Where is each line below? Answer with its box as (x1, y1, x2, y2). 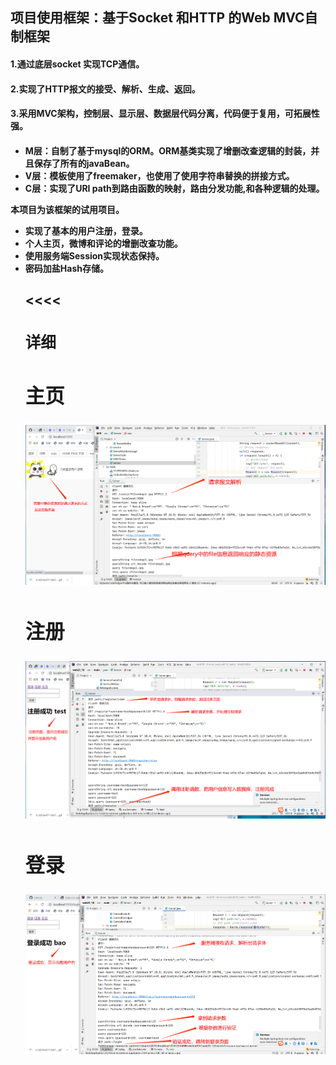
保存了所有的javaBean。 (33, 157, 135, 169)
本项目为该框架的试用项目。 (10, 203, 125, 215)
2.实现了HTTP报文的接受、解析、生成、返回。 (10, 83, 201, 95)
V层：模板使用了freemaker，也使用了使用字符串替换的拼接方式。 (24, 169, 295, 182)
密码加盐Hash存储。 (24, 262, 109, 274)
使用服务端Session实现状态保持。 (24, 249, 165, 262)
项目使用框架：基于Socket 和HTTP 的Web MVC (10, 9, 305, 27)
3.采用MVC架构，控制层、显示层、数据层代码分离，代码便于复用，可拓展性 (10, 108, 320, 120)
